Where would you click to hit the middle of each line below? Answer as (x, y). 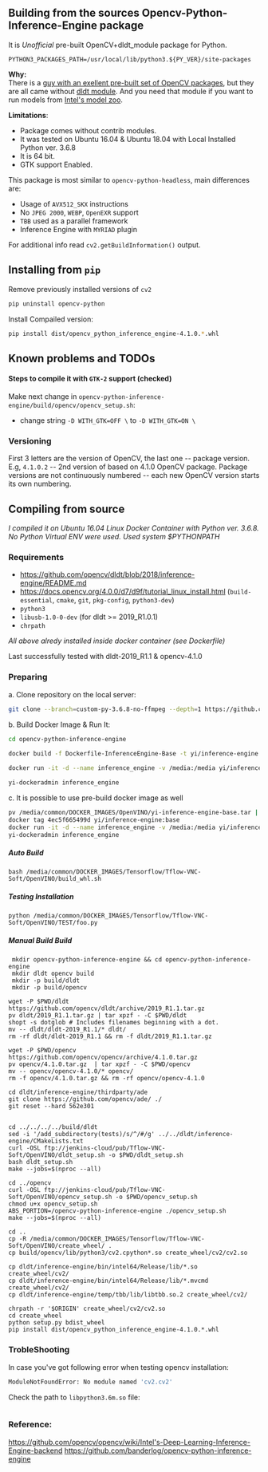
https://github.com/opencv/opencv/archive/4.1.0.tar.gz (103, 1058)
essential (36, 601)
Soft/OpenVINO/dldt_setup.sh (57, 1155)
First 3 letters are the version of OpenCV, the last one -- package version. (129, 459)
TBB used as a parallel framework (74, 221)
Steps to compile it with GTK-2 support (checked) (90, 379)
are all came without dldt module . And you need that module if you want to (131, 91)
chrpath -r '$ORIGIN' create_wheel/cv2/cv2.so (87, 1309)
